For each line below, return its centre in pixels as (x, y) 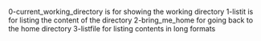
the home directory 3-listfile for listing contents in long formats (112, 29)
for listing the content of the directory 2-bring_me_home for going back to (131, 20)
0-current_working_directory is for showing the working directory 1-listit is (131, 12)
